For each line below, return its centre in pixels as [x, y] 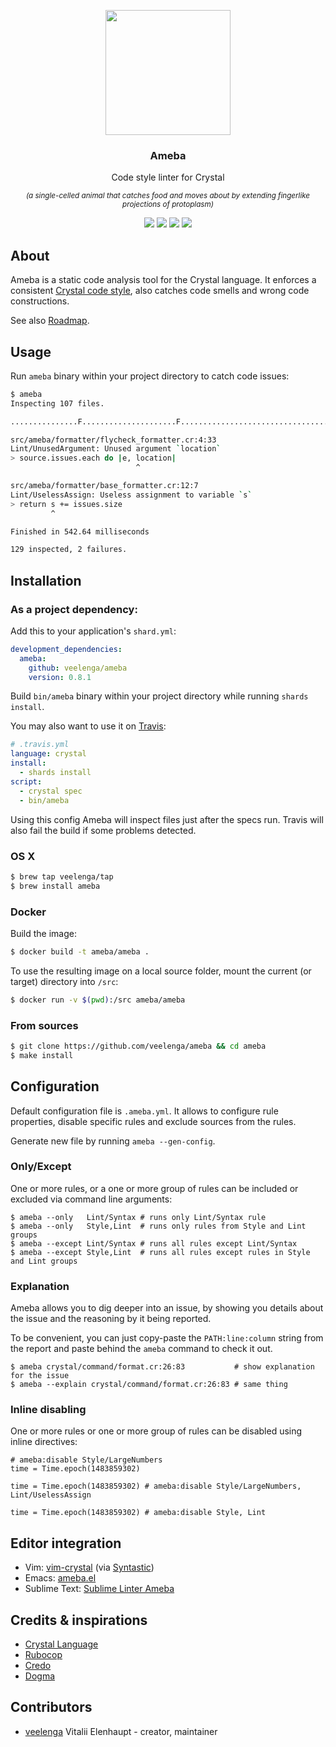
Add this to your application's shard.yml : [93, 631]
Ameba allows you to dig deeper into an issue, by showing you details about [167, 1308]
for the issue [40, 1376]
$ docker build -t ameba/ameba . [80, 951]
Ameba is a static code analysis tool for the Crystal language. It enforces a [163, 280]
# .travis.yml [40, 745]
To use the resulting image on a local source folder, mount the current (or [161, 971]
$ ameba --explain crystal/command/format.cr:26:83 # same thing [149, 1385]
